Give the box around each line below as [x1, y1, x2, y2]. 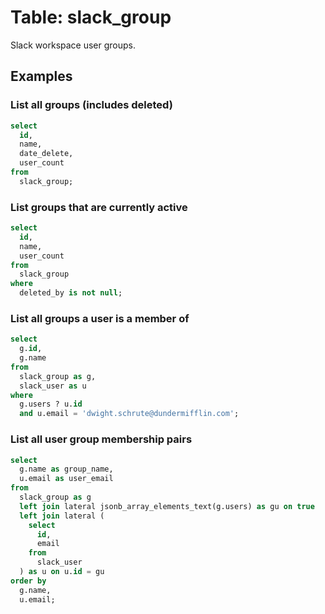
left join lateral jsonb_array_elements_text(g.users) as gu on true [19, 501, 315, 511]
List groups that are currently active [10, 200, 188, 214]
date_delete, [19, 149, 74, 159]
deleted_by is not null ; [19, 288, 123, 298]
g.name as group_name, [19, 464, 114, 475]
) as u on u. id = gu [19, 567, 105, 577]
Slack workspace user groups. [10, 39, 137, 51]
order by [10, 576, 47, 586]
